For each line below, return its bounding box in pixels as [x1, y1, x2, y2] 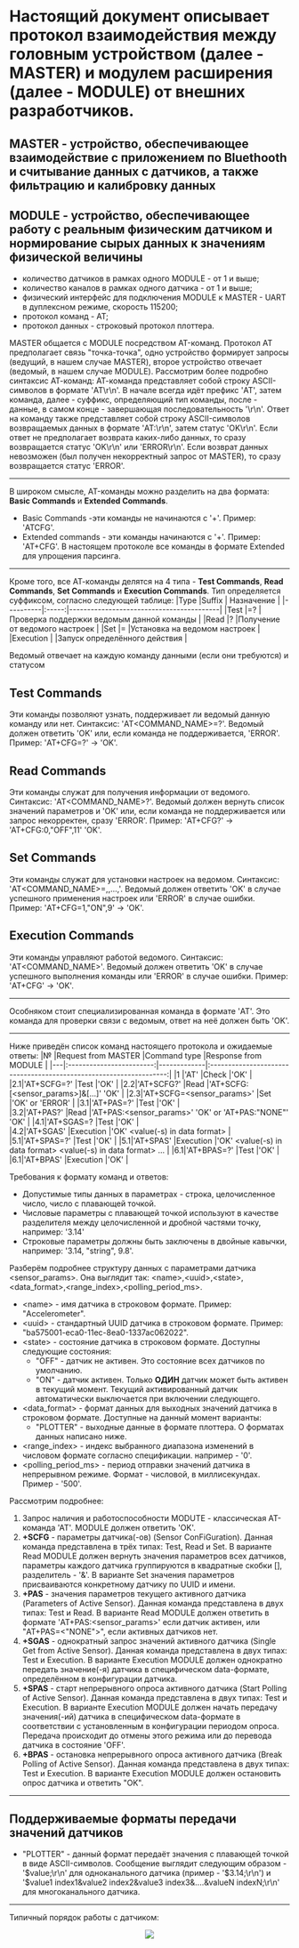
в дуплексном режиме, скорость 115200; [21, 302, 179, 312]
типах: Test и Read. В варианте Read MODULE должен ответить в [21, 1607, 270, 1618]
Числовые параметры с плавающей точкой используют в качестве [21, 1207, 279, 1218]
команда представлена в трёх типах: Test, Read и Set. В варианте [21, 1541, 272, 1551]
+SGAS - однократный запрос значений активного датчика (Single [21, 1635, 277, 1646]
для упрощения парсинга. [21, 551, 122, 561]
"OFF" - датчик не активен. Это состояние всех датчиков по [35, 1355, 265, 1366]
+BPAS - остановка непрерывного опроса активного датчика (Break [21, 1749, 283, 1759]
